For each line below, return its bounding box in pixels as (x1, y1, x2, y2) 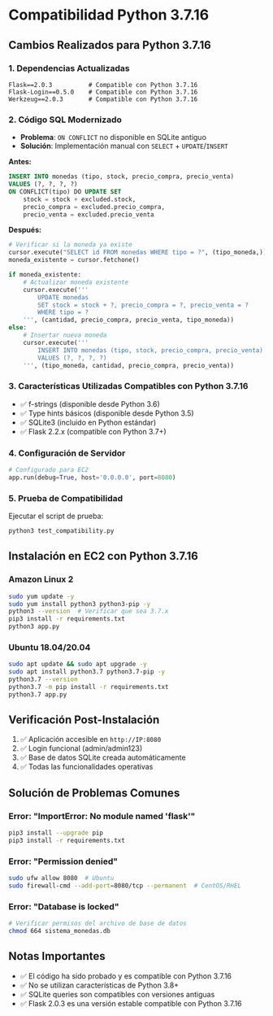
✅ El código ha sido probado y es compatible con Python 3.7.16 (19, 970, 232, 981)
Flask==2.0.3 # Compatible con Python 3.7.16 (8, 81, 198, 89)
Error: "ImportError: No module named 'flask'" (8, 810, 196, 822)
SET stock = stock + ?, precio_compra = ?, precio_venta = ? (37, 301, 249, 309)
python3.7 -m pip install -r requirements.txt (8, 682, 169, 691)
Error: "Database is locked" (8, 900, 119, 912)
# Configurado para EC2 (8, 466, 89, 474)
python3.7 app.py (8, 690, 67, 699)
